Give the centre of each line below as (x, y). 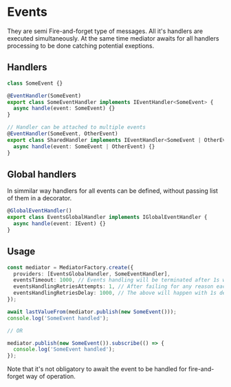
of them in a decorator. (40, 198)
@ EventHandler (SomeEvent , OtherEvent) (63, 134)
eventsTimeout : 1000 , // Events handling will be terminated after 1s (117, 280)
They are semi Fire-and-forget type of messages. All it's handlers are (105, 31)
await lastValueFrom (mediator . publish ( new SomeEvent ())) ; (92, 312)
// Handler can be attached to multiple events (77, 127)
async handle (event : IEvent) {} (60, 224)
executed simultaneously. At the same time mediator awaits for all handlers (113, 38)
